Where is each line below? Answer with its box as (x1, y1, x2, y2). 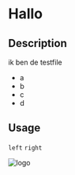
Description (8, 37, 67, 50)
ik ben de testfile (8, 57, 62, 67)
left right (8, 144, 43, 152)
